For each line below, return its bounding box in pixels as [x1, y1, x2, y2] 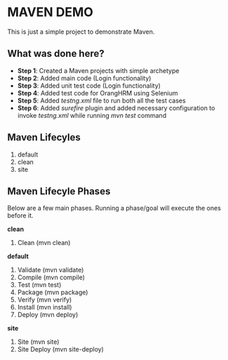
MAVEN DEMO [7, 4, 93, 20]
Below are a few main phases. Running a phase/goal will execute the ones [7, 204, 221, 213]
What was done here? [7, 48, 105, 60]
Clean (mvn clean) [17, 239, 71, 247]
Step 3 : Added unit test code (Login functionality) [17, 81, 161, 90]
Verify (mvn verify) [17, 295, 72, 304]
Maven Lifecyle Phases [7, 185, 111, 197]
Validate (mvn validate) [17, 266, 84, 274]
